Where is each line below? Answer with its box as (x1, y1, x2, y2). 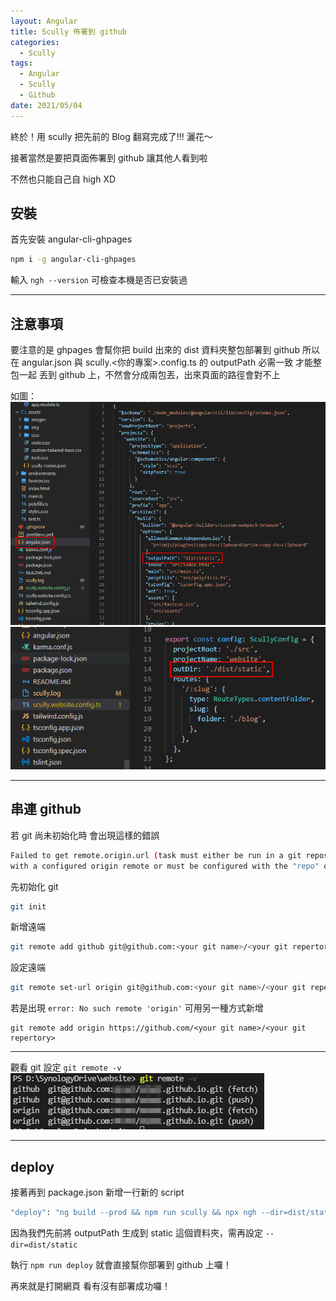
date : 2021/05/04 (10, 100, 83, 110)
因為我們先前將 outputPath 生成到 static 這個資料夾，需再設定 (10, 1226, 263, 1239)
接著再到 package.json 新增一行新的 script (10, 1186, 185, 1198)
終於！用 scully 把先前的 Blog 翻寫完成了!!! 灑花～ (10, 130, 213, 142)
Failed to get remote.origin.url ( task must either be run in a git (10, 850, 302, 860)
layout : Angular (10, 16, 78, 26)
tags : (10, 58, 33, 69)
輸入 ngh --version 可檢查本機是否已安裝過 (10, 274, 188, 286)
